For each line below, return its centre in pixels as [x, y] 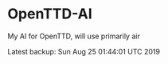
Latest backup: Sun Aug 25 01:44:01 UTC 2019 [84, 51]
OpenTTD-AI [50, 14]
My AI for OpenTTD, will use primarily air [74, 36]
